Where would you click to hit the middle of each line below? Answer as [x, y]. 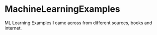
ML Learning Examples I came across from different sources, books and [78, 23]
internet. [13, 28]
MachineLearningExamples [62, 9]
